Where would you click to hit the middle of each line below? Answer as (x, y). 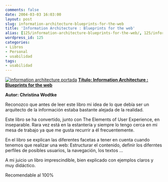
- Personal (16, 51)
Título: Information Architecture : (113, 80)
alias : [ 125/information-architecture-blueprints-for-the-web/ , (73, 33)
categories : (17, 42)
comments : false (22, 10)
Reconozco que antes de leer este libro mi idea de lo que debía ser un (77, 104)
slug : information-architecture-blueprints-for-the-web (64, 24)
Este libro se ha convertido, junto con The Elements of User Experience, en (82, 119)
